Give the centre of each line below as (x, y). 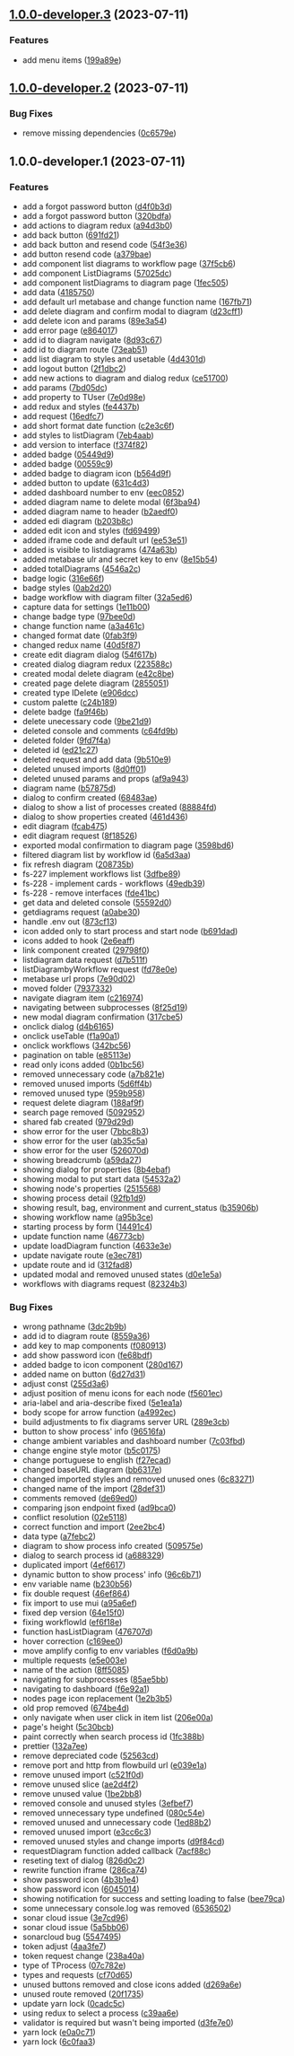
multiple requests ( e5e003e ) (75, 1660)
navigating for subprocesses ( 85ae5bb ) (95, 1680)
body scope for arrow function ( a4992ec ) (99, 1413)
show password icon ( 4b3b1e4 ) (80, 1880)
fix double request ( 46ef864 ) (76, 1594)
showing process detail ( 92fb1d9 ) (84, 1198)
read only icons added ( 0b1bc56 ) (83, 1065)
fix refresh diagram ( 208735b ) (78, 864)
